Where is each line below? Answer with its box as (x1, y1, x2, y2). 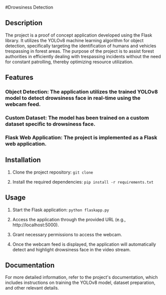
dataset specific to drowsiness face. (5, 120, 96, 127)
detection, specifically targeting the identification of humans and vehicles (5, 43, 156, 49)
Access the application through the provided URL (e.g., (12, 216, 126, 222)
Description (5, 19, 42, 27)
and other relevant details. (5, 285, 59, 291)
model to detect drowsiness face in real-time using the (5, 95, 141, 102)
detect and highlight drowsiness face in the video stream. (12, 246, 131, 252)
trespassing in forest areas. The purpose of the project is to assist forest (5, 48, 154, 54)
